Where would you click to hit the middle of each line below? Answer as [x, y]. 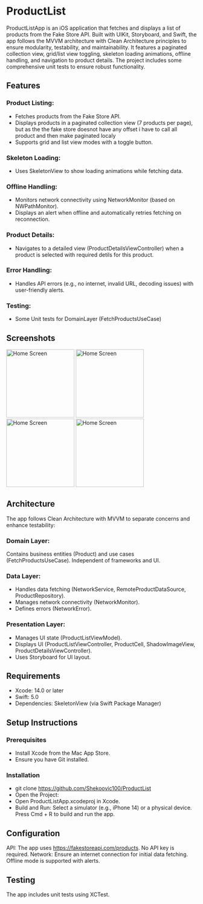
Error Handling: [29, 270]
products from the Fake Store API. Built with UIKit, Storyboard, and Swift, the [101, 34]
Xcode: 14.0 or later [39, 690]
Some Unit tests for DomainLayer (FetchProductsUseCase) [88, 319]
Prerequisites [26, 740]
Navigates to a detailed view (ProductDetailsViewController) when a [99, 248]
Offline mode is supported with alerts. [53, 861]
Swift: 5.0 [27, 697]
